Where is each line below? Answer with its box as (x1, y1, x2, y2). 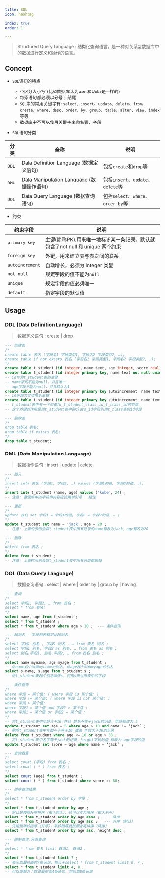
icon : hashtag (5, 12, 34, 17)
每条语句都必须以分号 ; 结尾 (19, 94, 76, 101)
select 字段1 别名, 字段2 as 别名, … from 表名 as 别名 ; (5, 646, 117, 651)
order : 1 (5, 25, 23, 30)
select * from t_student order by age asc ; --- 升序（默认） (5, 819, 135, 824)
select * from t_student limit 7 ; (5, 855, 78, 860)
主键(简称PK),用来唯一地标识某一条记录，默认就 (45, 236, 156, 243)
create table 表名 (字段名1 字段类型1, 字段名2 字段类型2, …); (5, 352, 125, 357)
